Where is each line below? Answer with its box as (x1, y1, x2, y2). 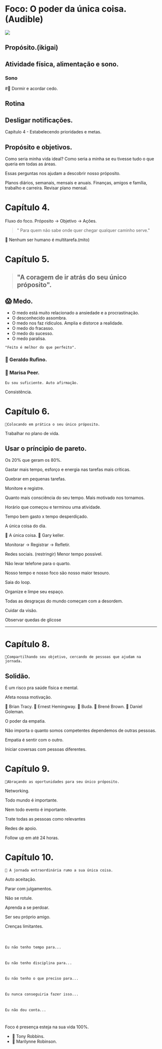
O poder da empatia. (5, 718, 46, 724)
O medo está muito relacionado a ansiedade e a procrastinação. (12, 310, 139, 316)
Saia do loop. (5, 580, 31, 585)
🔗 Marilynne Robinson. (12, 1038, 57, 1044)
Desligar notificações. (5, 116, 73, 124)
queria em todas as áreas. (5, 161, 57, 167)
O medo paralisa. (12, 336, 46, 341)
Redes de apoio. (5, 825, 38, 831)
